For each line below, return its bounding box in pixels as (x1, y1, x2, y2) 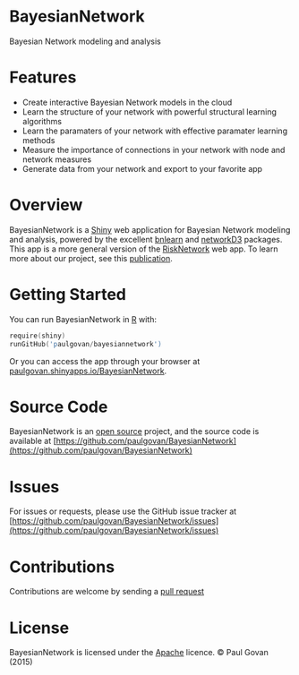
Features (9, 67, 77, 88)
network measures (21, 154, 92, 165)
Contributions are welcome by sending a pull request (9, 586, 204, 597)
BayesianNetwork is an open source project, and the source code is (9, 426, 260, 437)
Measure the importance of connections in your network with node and (21, 144, 286, 155)
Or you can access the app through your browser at (9, 355, 201, 366)
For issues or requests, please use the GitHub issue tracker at (9, 506, 237, 517)
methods (21, 134, 56, 145)
